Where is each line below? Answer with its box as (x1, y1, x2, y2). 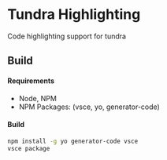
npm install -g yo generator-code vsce (7, 137, 139, 145)
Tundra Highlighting (7, 5, 141, 24)
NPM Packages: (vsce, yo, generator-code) (18, 102, 161, 111)
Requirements (7, 76, 55, 85)
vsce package (7, 144, 50, 152)
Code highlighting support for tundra (7, 31, 127, 41)
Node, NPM (18, 93, 57, 103)
